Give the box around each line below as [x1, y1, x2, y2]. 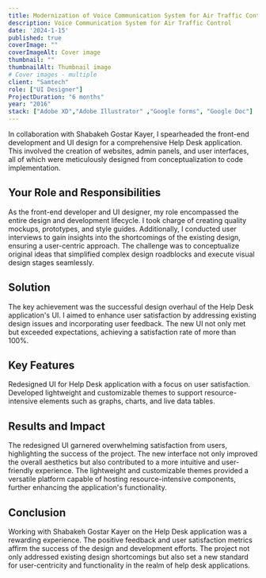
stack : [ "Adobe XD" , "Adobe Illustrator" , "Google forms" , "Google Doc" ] [8, 108, 253, 116]
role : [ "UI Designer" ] [8, 85, 83, 94]
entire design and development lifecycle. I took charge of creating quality [8, 215, 247, 225]
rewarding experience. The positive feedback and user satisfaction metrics [8, 535, 253, 545]
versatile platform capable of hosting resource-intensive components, [8, 474, 236, 484]
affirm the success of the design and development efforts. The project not [8, 544, 250, 553]
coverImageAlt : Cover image [8, 48, 101, 56]
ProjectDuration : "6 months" [8, 93, 104, 101]
